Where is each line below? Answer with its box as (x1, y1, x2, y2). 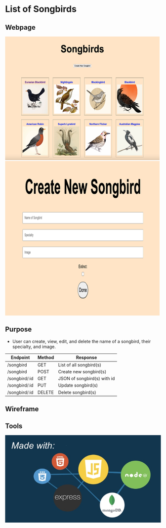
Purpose (5, 325, 32, 334)
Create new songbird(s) (58, 368, 107, 374)
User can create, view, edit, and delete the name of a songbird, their (12, 338, 151, 344)
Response (76, 354, 97, 360)
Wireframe (5, 405, 39, 413)
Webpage (5, 23, 36, 32)
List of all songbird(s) (58, 362, 102, 368)
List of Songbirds (5, 3, 77, 15)
